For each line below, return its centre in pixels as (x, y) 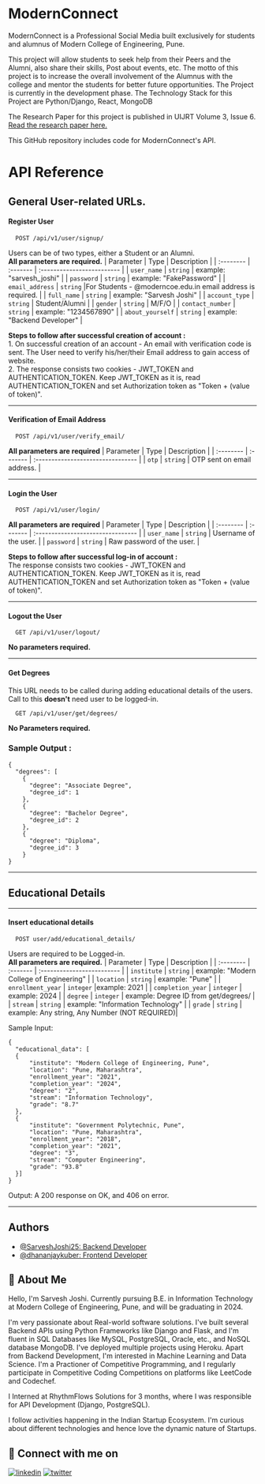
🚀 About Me (37, 1280)
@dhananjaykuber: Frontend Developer (83, 1255)
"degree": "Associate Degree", (80, 785)
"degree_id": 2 (54, 820)
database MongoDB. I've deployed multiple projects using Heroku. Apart (126, 1347)
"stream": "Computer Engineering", (88, 1160)
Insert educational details (51, 922)
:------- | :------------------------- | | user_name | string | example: (117, 269)
